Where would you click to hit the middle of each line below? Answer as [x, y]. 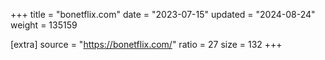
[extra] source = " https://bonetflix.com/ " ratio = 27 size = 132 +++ [146, 44]
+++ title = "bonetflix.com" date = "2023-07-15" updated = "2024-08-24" [163, 14]
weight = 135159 [44, 25]
